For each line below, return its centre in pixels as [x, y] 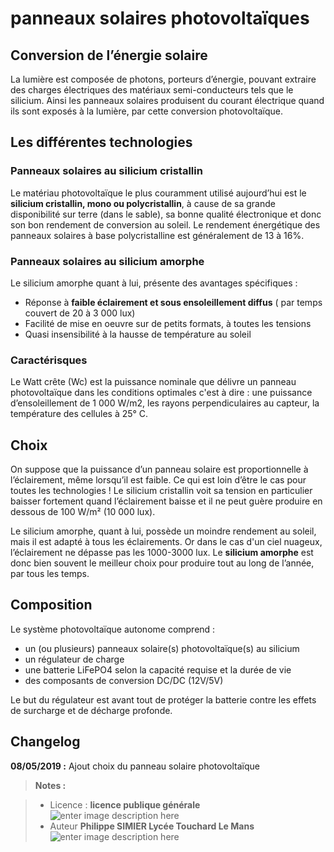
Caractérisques [49, 360]
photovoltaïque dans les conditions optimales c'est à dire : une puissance [161, 393]
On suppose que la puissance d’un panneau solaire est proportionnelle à [159, 469]
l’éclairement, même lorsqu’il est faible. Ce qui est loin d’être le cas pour [158, 480]
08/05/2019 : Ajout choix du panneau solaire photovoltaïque [135, 766]
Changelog [45, 742]
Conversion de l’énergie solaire [109, 55]
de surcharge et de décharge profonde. [91, 710]
